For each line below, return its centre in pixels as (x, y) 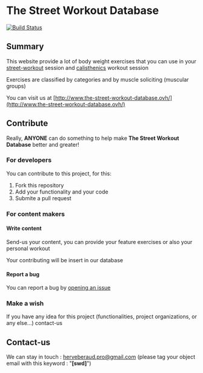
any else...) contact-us (34, 323)
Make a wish (25, 304)
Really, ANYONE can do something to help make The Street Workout (93, 138)
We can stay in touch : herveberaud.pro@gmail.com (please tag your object (101, 357)
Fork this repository (39, 185)
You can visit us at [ (31, 97)
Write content (24, 228)
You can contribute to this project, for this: (59, 173)
